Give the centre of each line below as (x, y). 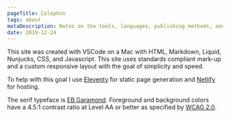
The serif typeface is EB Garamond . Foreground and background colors (108, 100)
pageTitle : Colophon (37, 13)
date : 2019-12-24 (32, 32)
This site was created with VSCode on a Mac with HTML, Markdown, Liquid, (114, 52)
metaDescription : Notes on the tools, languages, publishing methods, (110, 26)
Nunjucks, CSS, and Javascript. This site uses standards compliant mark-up (114, 59)
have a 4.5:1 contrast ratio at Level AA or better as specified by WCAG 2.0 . (112, 107)
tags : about (24, 20)
